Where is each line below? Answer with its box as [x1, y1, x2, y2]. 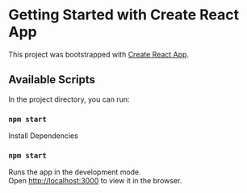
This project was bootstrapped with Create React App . [8, 49, 190, 59]
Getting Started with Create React [8, 6, 240, 24]
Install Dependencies [8, 131, 78, 141]
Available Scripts [8, 73, 95, 86]
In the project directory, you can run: [8, 94, 130, 104]
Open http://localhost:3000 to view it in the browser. [8, 176, 182, 186]
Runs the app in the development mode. [8, 167, 141, 177]
